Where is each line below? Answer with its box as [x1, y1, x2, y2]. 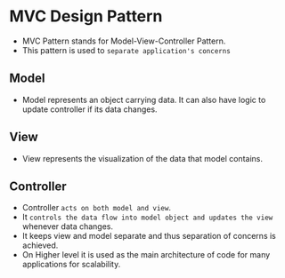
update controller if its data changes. [21, 104, 158, 115]
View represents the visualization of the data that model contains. [21, 153, 263, 163]
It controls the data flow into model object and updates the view [21, 211, 273, 223]
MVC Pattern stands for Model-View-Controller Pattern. [21, 36, 226, 46]
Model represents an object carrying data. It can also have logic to [21, 94, 266, 105]
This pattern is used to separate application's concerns [21, 44, 232, 55]
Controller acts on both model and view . [21, 203, 172, 213]
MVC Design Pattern [9, 6, 163, 27]
